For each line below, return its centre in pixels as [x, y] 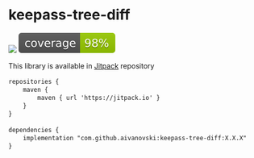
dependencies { [34, 130]
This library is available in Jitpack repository [81, 65]
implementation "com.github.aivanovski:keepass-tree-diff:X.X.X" [135, 138]
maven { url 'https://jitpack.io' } [99, 98]
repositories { [34, 81]
